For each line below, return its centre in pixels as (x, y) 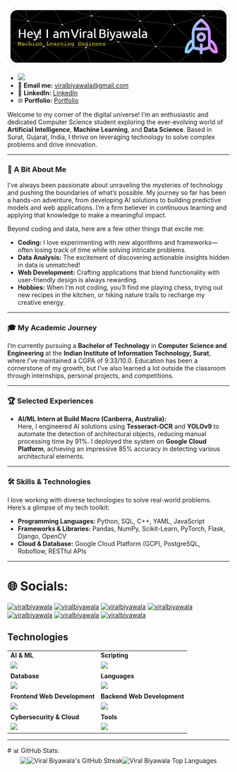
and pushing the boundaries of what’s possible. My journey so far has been (117, 192)
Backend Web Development (142, 696)
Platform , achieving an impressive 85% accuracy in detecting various (119, 449)
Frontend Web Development (53, 696)
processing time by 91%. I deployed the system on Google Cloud (112, 442)
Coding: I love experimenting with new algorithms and (96, 242)
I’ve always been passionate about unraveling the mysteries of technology (115, 185)
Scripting (115, 656)
